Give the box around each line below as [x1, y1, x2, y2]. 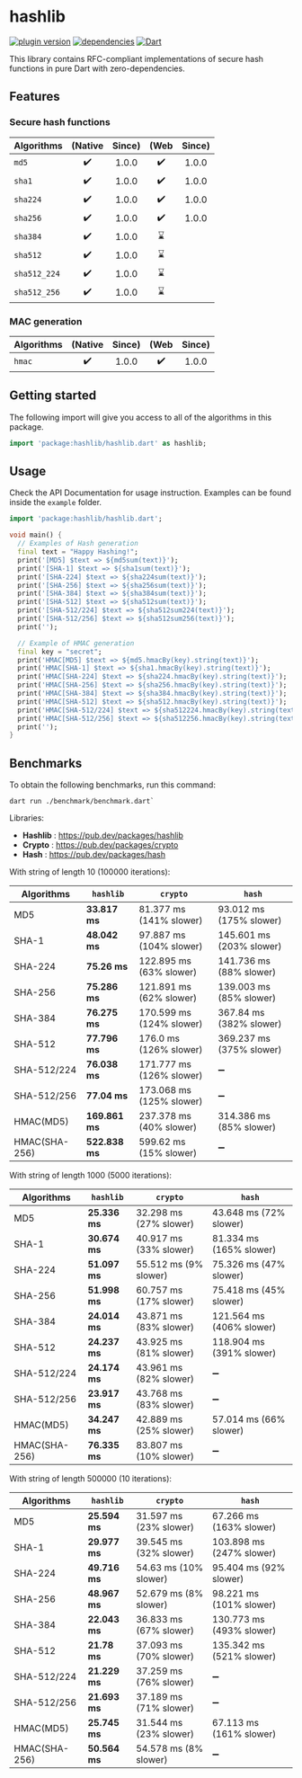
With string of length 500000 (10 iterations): [9, 1473, 173, 1484]
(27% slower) [136, 1218, 195, 1231]
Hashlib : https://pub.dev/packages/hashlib [22, 830, 184, 841]
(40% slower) [138, 1121, 198, 1133]
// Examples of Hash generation [17, 539, 139, 548]
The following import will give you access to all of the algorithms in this [9, 412, 272, 422]
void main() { [9, 530, 63, 540]
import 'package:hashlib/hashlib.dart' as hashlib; [9, 439, 207, 448]
